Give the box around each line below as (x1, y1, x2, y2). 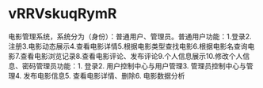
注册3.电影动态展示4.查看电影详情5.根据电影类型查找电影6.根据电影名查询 (8, 41, 248, 51)
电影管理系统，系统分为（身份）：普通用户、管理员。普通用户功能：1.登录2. (8, 31, 252, 41)
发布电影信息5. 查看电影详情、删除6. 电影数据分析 (23, 71, 185, 80)
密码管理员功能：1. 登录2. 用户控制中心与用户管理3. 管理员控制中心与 (21, 60, 247, 71)
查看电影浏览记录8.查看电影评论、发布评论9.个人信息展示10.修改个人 (20, 51, 243, 60)
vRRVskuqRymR (8, 5, 117, 23)
